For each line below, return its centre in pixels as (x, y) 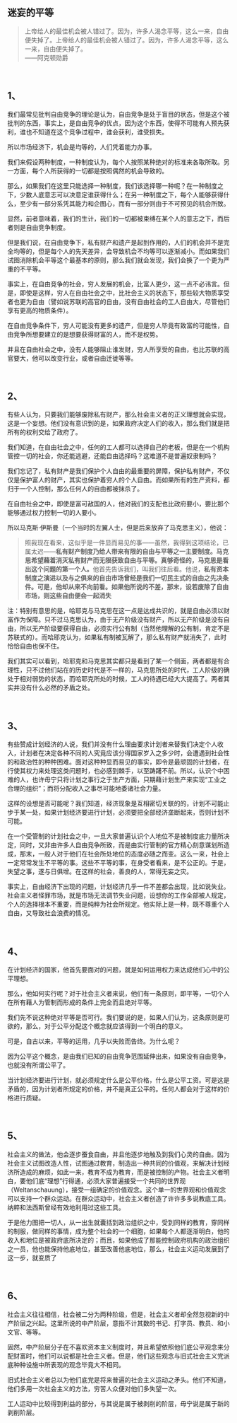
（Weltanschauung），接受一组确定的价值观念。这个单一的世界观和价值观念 (117, 1190)
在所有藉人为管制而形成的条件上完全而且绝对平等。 (81, 1002)
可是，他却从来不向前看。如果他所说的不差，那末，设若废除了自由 (133, 587)
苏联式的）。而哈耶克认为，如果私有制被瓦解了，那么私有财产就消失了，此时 (117, 637)
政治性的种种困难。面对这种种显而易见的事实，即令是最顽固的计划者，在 (124, 762)
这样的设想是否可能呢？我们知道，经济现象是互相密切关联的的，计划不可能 (115, 803)
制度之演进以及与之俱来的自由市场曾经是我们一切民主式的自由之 (117, 578)
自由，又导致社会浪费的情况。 (50, 913)
